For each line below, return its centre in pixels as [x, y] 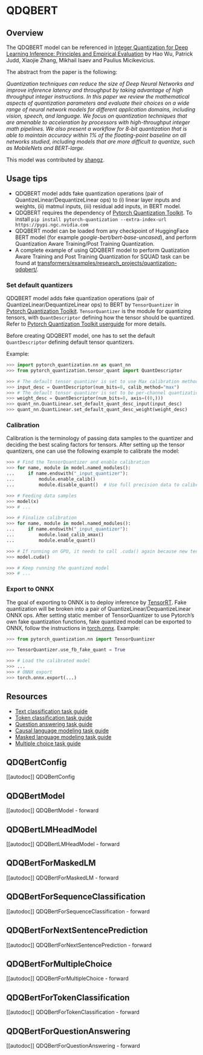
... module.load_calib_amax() [55, 535]
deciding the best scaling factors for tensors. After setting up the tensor [96, 445]
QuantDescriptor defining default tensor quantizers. [70, 342]
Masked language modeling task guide [63, 737]
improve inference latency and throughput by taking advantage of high [95, 90]
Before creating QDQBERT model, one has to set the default [81, 336]
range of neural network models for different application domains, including [101, 109]
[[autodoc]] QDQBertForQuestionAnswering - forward [73, 1045]
